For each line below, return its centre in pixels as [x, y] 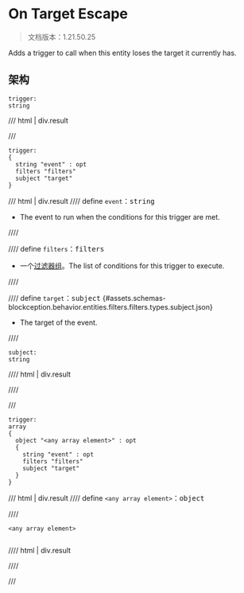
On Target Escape [68, 14]
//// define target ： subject [54, 298]
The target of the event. [58, 322]
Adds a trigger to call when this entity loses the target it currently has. [122, 53]
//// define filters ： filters [56, 248]
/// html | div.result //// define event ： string [81, 201]
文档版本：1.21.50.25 [62, 37]
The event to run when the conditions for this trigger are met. [120, 217]
